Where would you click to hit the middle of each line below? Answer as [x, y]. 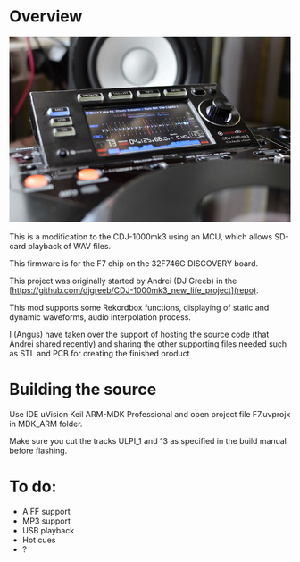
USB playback [48, 531]
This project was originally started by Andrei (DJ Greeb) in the [123, 281]
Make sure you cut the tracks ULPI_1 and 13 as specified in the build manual [148, 441]
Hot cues [39, 540]
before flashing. [38, 451]
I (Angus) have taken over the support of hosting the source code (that [139, 335]
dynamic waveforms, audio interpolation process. [100, 317]
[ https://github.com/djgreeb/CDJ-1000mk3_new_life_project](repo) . [134, 290]
